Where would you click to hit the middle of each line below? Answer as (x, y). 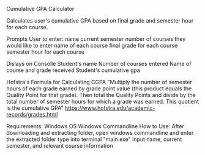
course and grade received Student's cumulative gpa (73, 70)
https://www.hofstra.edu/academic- (110, 108)
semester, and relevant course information (60, 146)
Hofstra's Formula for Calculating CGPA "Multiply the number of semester (99, 82)
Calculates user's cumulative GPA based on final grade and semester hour (100, 20)
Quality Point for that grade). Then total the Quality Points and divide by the (101, 95)
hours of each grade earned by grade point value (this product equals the (99, 88)
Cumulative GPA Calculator (40, 9)
